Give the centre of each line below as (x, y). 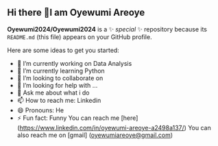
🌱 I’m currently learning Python (61, 71)
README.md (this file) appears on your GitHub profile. (80, 37)
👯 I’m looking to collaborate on (60, 78)
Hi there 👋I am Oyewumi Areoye (76, 13)
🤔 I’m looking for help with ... (57, 85)
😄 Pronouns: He (40, 110)
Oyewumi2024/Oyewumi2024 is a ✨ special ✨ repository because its (107, 29)
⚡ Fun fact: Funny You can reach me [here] (77, 118)
